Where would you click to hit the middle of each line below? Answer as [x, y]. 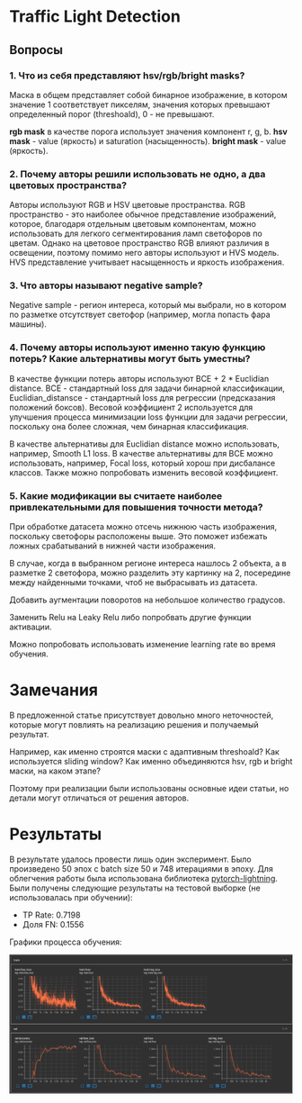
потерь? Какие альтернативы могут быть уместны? [130, 359]
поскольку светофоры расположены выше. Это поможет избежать [138, 537]
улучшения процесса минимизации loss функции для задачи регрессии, [149, 417]
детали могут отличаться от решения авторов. [99, 798]
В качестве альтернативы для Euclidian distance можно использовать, [145, 444]
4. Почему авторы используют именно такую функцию [138, 348]
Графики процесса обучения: [66, 942]
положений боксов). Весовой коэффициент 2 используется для [131, 407]
